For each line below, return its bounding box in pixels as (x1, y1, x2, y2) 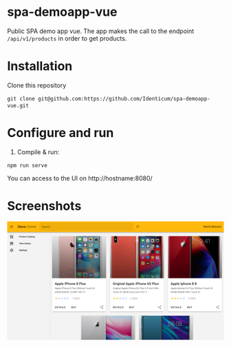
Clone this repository (7, 81, 67, 90)
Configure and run (7, 125, 114, 141)
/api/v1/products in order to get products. (7, 34, 127, 42)
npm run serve (7, 162, 48, 169)
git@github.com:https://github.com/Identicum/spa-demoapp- (37, 95, 211, 102)
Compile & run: (16, 147, 60, 156)
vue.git (7, 102, 30, 109)
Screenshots (7, 198, 82, 213)
